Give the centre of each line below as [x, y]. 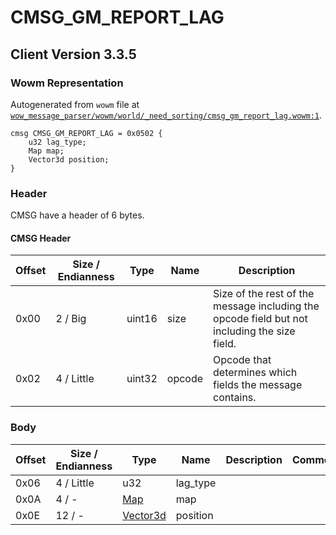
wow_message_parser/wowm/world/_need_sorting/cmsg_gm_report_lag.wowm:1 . [166, 115]
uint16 [142, 319]
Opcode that [242, 360]
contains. [235, 398]
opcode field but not [260, 319]
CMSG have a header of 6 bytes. [77, 215]
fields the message [258, 385]
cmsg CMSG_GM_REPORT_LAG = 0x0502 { [86, 133]
